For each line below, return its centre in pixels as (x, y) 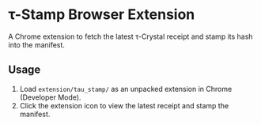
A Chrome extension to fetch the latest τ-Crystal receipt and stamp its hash (130, 36)
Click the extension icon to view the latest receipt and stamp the (124, 105)
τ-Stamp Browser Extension (102, 15)
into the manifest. (37, 44)
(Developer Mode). (50, 97)
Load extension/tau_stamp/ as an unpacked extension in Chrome (126, 89)
